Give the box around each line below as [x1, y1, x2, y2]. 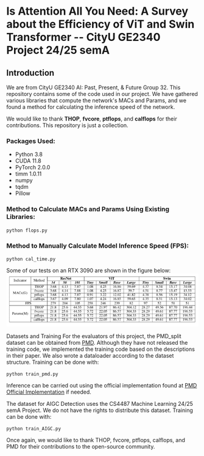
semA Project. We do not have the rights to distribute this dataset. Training [6, 406, 193, 414]
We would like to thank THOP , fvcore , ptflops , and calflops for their [6, 115, 178, 122]
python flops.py [6, 227, 47, 234]
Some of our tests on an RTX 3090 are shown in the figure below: [6, 267, 171, 274]
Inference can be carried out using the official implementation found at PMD [6, 381, 197, 389]
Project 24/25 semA [6, 43, 110, 57]
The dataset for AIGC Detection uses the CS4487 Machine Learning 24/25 [6, 400, 194, 407]
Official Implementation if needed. [6, 388, 91, 395]
